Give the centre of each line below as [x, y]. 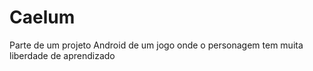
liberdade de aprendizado [62, 55]
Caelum [42, 17]
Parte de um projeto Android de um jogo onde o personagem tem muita [156, 45]
